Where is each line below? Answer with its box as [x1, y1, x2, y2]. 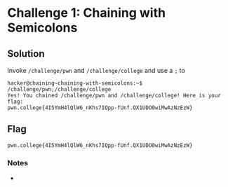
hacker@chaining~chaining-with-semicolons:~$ [7, 80, 142, 87]
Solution [7, 48, 45, 60]
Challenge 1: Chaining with [7, 5, 166, 21]
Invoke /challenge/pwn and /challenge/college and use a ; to [7, 67, 186, 74]
